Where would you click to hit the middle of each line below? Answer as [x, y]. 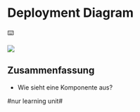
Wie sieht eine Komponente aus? [65, 87]
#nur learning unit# [35, 101]
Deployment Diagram [70, 13]
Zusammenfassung [51, 70]
